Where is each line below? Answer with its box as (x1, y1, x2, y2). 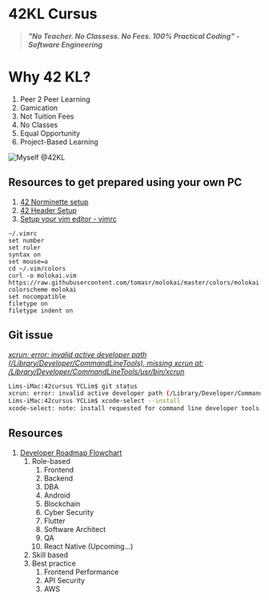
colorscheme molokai (8, 285, 78, 293)
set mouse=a (8, 257, 48, 265)
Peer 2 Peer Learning (19, 94, 90, 104)
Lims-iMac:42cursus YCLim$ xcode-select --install (8, 397, 181, 405)
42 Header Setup (19, 205, 78, 215)
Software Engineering (27, 39, 102, 49)
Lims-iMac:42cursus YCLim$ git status (8, 382, 138, 390)
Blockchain (43, 498, 81, 509)
